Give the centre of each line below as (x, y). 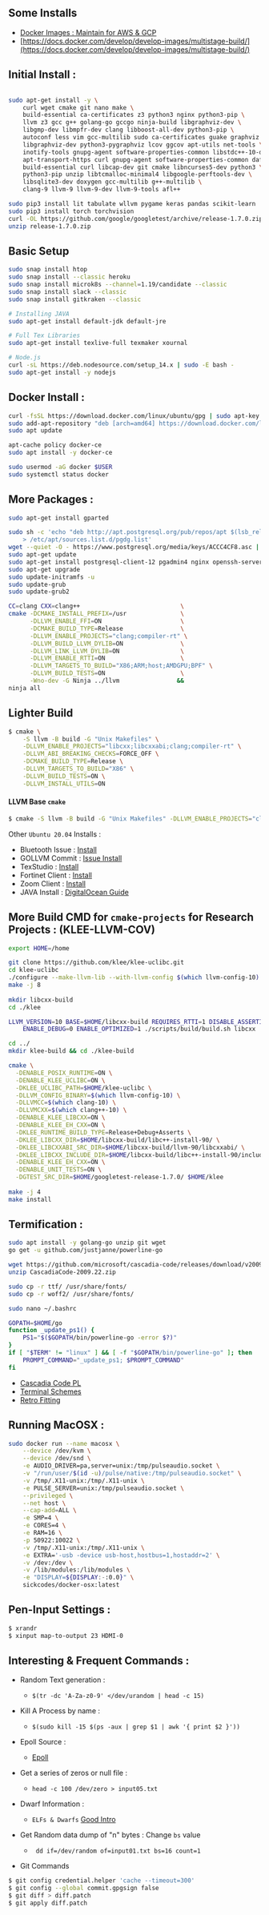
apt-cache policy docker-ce (55, 445)
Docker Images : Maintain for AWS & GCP (88, 32)
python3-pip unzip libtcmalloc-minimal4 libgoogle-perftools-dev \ (137, 175)
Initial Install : (42, 75)
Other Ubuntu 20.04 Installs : (55, 834)
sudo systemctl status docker (59, 474)
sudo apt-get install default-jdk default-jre (87, 321)
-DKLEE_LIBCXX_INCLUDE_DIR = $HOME (71, 1155)
